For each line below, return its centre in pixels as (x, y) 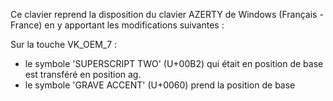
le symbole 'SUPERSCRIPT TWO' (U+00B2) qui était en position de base (174, 63)
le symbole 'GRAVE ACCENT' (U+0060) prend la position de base (160, 85)
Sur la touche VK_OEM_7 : (64, 44)
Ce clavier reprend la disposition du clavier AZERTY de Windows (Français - (167, 14)
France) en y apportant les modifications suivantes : (117, 25)
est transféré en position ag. (83, 74)
